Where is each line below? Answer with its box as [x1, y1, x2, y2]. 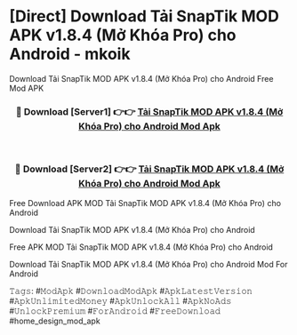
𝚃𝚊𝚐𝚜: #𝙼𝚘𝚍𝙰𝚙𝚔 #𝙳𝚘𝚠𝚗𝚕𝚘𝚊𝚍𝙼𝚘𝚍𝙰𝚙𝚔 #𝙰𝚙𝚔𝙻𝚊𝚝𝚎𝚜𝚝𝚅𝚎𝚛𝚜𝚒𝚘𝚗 [9, 285, 253, 296]
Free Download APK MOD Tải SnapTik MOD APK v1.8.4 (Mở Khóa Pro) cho [9, 197, 282, 208]
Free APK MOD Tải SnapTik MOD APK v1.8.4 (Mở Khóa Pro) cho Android [9, 242, 274, 252]
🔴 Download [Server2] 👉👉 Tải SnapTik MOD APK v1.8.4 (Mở [14, 163, 285, 175]
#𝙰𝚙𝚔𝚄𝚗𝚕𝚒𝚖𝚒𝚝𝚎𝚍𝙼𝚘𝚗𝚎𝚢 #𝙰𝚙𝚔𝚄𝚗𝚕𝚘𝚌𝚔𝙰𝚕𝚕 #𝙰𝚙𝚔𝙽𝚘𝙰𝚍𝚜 [9, 295, 232, 306]
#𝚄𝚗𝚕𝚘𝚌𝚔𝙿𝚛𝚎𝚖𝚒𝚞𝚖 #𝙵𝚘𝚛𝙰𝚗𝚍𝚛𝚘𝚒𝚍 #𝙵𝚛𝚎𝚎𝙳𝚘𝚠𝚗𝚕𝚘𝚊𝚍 [9, 305, 221, 316]
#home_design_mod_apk [9, 315, 100, 326]
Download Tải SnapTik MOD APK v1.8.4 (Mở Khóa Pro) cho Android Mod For [9, 259, 288, 269]
